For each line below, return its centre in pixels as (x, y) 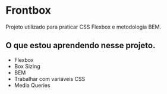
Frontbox (29, 10)
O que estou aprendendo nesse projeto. (81, 46)
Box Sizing (27, 66)
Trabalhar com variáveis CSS (50, 79)
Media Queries (32, 85)
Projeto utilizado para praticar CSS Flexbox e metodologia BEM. (83, 27)
